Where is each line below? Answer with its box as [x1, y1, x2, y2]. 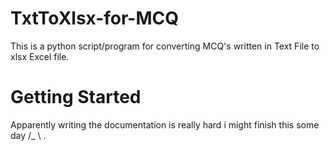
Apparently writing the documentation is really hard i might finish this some [10, 118, 320, 131]
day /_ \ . [10, 129, 47, 141]
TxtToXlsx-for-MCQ [10, 7, 180, 30]
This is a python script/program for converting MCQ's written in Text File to [10, 40, 320, 52]
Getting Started [10, 86, 142, 109]
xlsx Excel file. [10, 50, 70, 62]
